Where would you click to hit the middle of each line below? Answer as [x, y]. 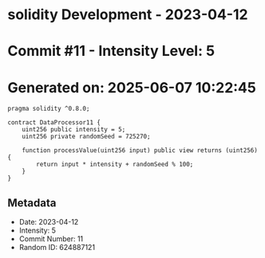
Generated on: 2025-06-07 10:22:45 [132, 87]
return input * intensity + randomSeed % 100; [115, 165]
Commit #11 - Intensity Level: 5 [111, 51]
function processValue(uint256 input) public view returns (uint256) [140, 150]
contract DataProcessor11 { [54, 123]
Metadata [32, 203]
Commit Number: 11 [51, 239]
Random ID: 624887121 [57, 248]
